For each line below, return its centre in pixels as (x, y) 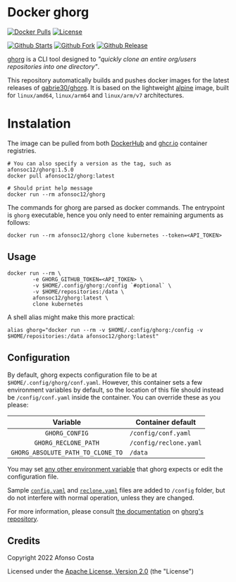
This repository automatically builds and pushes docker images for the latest (118, 80)
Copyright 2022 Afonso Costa (51, 558)
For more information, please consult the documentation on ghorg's (106, 511)
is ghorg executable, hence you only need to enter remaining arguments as (116, 215)
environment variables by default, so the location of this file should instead (116, 390)
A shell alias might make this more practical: (71, 317)
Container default (166, 422)
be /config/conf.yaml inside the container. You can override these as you (114, 397)
